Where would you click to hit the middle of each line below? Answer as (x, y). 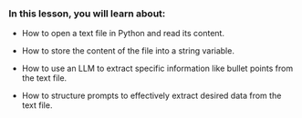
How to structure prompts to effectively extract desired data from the (151, 96)
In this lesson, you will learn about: (87, 14)
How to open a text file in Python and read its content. (123, 34)
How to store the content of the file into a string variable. (128, 51)
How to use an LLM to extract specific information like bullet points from (157, 69)
